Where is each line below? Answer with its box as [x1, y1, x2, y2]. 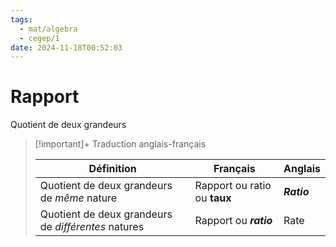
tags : [10, 14, 33, 25]
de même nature [39, 191, 118, 205]
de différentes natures [39, 220, 145, 234]
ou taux [194, 191, 232, 205]
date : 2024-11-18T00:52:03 [10, 42, 123, 53]
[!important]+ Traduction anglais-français [34, 138, 207, 150]
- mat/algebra [19, 24, 78, 34]
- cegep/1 [19, 33, 60, 43]
